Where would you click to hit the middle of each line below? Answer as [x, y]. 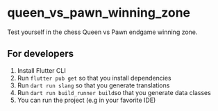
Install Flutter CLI [41, 70]
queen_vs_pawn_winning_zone [99, 13]
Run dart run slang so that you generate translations [93, 85]
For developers [41, 54]
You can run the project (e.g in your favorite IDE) [86, 100]
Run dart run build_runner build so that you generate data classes [114, 92]
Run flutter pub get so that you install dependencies [94, 78]
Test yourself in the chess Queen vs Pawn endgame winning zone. [102, 32]
